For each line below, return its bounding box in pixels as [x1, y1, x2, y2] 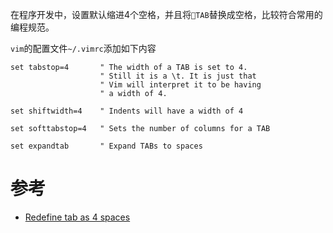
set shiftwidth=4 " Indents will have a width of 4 [10, 106, 244, 116]
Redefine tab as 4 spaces [24, 211, 131, 223]
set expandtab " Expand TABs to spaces [10, 141, 203, 151]
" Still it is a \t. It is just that [99, 71, 257, 81]
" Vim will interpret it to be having [99, 80, 262, 90]
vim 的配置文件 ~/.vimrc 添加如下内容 [10, 43, 157, 54]
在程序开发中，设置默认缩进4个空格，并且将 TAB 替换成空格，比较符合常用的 [10, 9, 323, 20]
